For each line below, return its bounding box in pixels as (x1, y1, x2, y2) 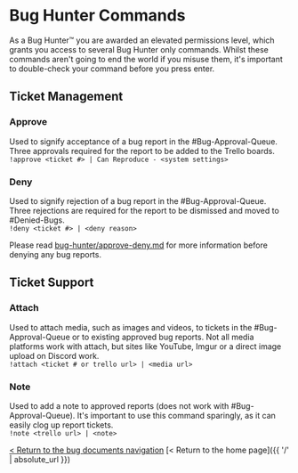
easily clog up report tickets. (9, 420, 114, 430)
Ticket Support (9, 275, 94, 290)
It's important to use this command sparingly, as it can (77, 410, 276, 420)
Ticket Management (9, 89, 124, 104)
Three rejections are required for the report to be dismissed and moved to (9, 205, 280, 216)
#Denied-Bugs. (9, 215, 65, 225)
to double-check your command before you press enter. (9, 63, 215, 74)
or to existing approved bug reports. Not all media (71, 331, 254, 342)
